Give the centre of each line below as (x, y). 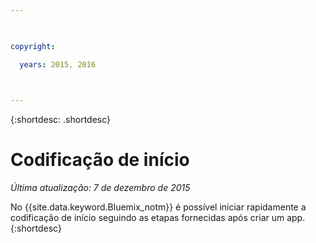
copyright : (33, 46)
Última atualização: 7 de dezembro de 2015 (100, 188)
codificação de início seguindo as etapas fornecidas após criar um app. (158, 218)
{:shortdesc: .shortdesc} (61, 120)
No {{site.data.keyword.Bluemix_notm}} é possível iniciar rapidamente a (158, 207)
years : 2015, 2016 (58, 64)
